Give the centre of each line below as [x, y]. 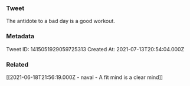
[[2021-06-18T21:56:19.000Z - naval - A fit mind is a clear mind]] [85, 77]
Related [17, 64]
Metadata [20, 37]
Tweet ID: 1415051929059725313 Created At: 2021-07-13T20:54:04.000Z [95, 49]
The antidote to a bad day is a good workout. [60, 21]
